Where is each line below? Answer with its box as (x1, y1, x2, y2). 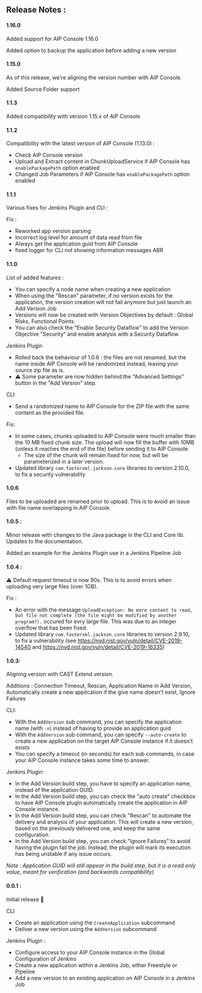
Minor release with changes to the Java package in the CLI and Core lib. (6, 531, 185, 539)
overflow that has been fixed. (14, 624, 88, 631)
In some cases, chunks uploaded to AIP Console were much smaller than (14, 432, 196, 439)
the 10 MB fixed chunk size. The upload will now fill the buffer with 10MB (14, 439, 195, 446)
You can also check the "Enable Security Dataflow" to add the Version (14, 324, 189, 331)
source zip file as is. (14, 367, 65, 374)
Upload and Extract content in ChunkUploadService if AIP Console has (14, 158, 191, 165)
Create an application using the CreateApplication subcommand (14, 919, 176, 926)
